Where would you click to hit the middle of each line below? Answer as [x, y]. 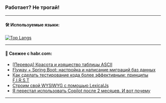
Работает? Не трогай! [32, 7]
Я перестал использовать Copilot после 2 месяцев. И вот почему [81, 91]
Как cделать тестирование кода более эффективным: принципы [80, 75]
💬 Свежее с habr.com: [29, 54]
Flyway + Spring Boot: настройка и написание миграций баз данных [84, 69]
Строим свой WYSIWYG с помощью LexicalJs [61, 85]
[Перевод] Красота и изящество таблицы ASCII [62, 64]
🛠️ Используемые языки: [32, 25]
